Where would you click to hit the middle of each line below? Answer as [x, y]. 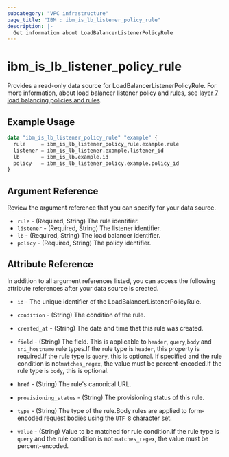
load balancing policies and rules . [55, 100]
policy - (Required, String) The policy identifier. [84, 243]
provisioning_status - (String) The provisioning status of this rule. [110, 397]
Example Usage [41, 122]
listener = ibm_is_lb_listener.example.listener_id [89, 151]
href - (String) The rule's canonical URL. [74, 384]
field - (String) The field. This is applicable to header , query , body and [114, 342]
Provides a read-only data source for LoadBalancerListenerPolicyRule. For [112, 86]
